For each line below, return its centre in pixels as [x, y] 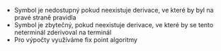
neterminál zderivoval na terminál [63, 32]
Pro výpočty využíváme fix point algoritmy [76, 40]
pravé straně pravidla [45, 17]
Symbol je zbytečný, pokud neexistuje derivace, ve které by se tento [114, 25]
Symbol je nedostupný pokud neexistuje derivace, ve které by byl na [114, 10]
